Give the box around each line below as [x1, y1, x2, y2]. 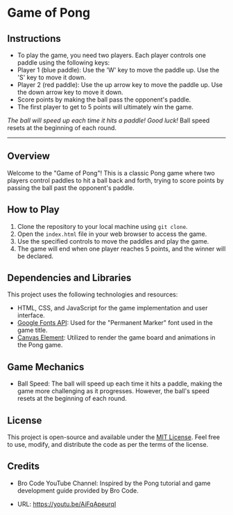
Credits [7, 461, 40, 473]
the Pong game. [17, 341, 63, 349]
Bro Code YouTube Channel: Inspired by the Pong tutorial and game [17, 479, 211, 487]
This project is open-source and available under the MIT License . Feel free [7, 433, 221, 441]
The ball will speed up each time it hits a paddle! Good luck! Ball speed [7, 116, 210, 125]
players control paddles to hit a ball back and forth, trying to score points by [7, 176, 224, 184]
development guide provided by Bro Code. [17, 486, 139, 495]
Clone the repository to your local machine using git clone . [17, 222, 189, 230]
